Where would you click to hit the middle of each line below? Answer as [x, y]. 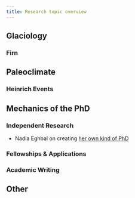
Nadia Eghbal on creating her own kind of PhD [72, 138]
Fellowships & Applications [46, 154]
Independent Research [40, 125]
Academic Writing [33, 169]
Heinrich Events [30, 89]
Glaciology [27, 36]
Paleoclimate [31, 72]
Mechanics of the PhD [48, 108]
